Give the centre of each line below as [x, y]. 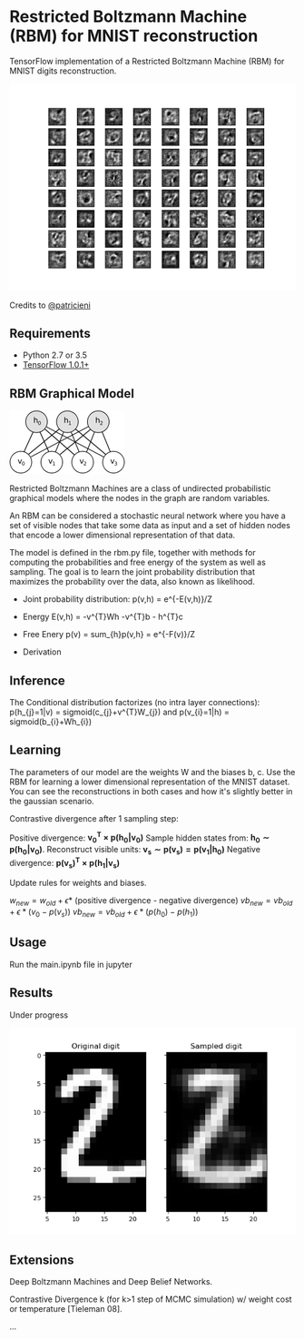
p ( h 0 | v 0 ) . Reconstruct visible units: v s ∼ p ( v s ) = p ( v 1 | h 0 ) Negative [135, 851]
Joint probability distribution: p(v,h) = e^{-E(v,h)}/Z [118, 599]
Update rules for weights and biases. [78, 882]
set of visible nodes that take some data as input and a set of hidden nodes [150, 526]
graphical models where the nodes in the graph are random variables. [140, 498]
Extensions [42, 1260]
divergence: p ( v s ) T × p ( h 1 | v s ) [65, 863]
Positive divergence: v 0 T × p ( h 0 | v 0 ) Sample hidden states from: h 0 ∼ [140, 838]
